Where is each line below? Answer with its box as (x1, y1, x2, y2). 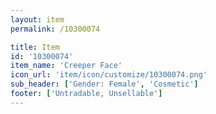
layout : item (10, 14, 65, 25)
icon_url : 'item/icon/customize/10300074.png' (10, 70, 208, 80)
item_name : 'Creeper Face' (10, 61, 123, 71)
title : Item (10, 42, 60, 52)
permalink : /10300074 (10, 24, 101, 34)
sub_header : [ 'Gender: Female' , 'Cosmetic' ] (10, 79, 199, 90)
